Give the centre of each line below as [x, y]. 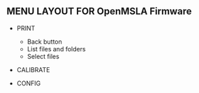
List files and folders [56, 49]
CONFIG [29, 83]
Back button [44, 42]
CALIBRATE [33, 69]
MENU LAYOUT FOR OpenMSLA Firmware [99, 11]
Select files [43, 56]
